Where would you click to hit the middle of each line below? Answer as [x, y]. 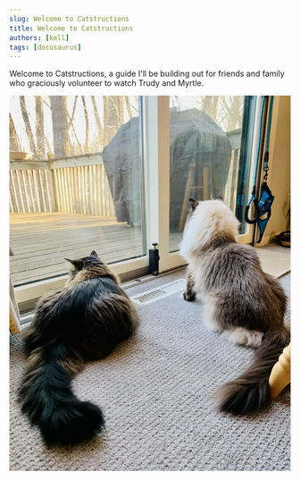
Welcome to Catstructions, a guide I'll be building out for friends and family [147, 74]
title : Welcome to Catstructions [71, 28]
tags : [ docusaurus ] [46, 47]
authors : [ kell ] [39, 38]
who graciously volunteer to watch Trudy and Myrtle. [107, 83]
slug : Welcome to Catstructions [69, 19]
